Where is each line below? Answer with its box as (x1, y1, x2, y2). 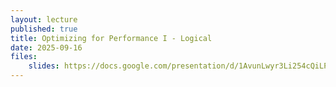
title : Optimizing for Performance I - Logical (10, 33, 213, 43)
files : (10, 52, 38, 62)
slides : (28, 61, 60, 71)
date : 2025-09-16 (10, 42, 83, 53)
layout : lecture (10, 14, 78, 25)
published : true (10, 24, 78, 34)
